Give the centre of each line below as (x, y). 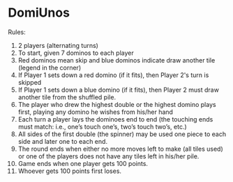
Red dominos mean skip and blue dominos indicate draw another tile (116, 60)
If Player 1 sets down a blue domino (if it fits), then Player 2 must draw (118, 90)
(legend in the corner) (50, 67)
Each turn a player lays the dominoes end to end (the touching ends (115, 119)
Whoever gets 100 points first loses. (69, 171)
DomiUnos (39, 13)
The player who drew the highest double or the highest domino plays (117, 104)
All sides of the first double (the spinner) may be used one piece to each (122, 134)
